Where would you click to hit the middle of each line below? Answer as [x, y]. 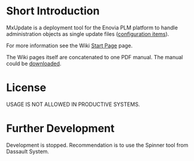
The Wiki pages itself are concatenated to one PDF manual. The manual [95, 57]
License [26, 88]
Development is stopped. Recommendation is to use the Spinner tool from [97, 145]
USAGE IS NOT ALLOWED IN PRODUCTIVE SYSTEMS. [73, 104]
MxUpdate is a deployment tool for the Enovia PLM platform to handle [92, 28]
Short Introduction [53, 11]
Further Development [60, 128]
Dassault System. [28, 151]
